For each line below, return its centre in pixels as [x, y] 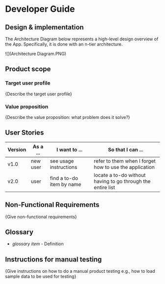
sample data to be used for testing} [41, 277]
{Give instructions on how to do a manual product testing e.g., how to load [80, 271]
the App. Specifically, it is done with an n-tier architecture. [64, 44]
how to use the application [124, 167]
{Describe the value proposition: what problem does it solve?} [68, 117]
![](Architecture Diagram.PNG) [36, 54]
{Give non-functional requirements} [41, 217]
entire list [105, 187]
